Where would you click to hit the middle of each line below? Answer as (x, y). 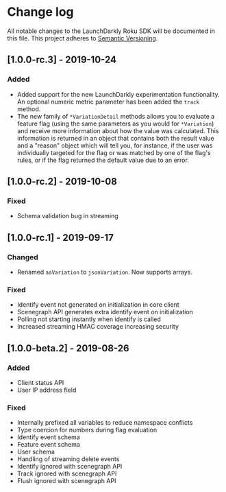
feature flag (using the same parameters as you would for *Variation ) (115, 124)
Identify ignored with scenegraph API (70, 467)
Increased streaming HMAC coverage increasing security (98, 327)
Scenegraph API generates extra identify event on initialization (105, 312)
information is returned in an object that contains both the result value (115, 138)
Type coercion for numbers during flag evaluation (87, 430)
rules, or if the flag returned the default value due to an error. (103, 160)
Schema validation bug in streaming (67, 216)
